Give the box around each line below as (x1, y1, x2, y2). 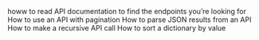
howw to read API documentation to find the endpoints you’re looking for (7, 7, 247, 16)
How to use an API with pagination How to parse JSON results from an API (7, 15, 252, 24)
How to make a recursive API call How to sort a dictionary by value (7, 24, 226, 32)
